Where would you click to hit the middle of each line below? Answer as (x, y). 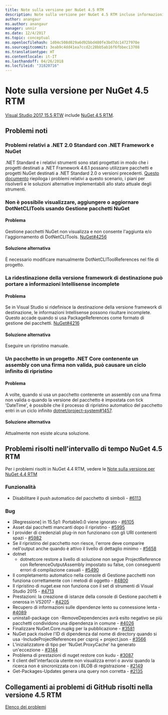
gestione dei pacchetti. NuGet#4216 (42, 323)
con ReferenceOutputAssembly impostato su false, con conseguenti (90, 564)
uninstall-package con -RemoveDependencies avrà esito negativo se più (87, 618)
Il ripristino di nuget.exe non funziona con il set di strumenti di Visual (83, 586)
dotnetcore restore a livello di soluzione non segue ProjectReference (90, 559)
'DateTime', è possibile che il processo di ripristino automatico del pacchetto (84, 405)
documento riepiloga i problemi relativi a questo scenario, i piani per (75, 178)
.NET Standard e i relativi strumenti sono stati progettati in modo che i (77, 162)
